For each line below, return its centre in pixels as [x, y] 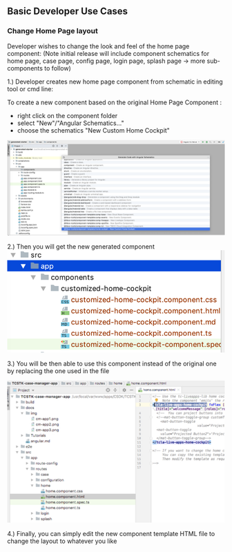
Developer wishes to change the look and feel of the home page [98, 46]
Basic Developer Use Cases [68, 11]
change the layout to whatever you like [62, 541]
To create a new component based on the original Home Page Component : [115, 102]
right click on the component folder [67, 115]
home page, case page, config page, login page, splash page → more [106, 61]
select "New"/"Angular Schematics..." [70, 123]
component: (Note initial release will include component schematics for [108, 53]
